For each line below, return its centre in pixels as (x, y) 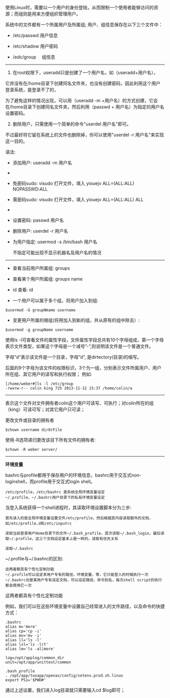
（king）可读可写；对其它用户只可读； (45, 409)
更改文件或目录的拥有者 (30, 420)
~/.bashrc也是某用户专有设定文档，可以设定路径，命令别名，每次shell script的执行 (84, 580)
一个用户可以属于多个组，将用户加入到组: (55, 300)
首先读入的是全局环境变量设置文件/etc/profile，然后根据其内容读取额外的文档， (79, 518)
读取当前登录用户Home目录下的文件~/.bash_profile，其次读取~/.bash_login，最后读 (85, 533)
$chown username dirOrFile (34, 430)
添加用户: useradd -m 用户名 (42, 163)
